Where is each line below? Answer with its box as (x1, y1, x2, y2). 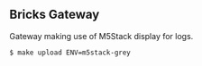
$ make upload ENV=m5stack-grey (9, 48, 131, 57)
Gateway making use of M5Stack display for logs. (9, 30, 194, 41)
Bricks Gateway (9, 7, 100, 22)
